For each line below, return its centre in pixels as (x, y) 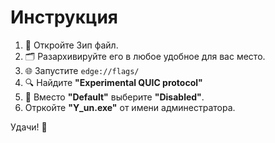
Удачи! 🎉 (29, 127)
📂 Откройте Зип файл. (71, 45)
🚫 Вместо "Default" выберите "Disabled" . (114, 97)
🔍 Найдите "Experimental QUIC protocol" (113, 82)
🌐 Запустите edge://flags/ (82, 70)
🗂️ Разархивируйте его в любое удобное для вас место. (145, 56)
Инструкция (64, 17)
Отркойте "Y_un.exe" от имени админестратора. (130, 107)
